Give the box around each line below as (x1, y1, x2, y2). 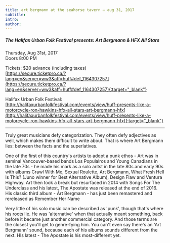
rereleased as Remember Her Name (5, 196, 80, 202)
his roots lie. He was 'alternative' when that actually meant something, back (5, 211, 163, 217)
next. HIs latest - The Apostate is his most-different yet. (5, 232, 121, 238)
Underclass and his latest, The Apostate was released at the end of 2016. (5, 185, 158, 191)
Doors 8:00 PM (5, 55, 37, 61)
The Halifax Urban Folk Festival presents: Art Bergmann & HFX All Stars (5, 37, 159, 43)
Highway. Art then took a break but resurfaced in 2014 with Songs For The (5, 180, 160, 186)
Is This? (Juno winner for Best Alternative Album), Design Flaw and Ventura (5, 174, 162, 180)
